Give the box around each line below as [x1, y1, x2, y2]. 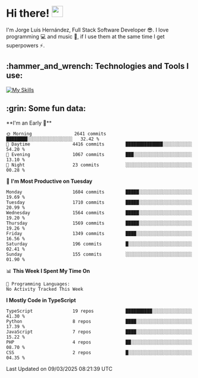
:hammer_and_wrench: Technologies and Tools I [6, 61, 189, 71]
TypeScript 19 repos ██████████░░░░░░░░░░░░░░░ [6, 308, 193, 314]
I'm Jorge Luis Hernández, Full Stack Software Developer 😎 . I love [6, 26, 169, 33]
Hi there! [6, 7, 50, 20]
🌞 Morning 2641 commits [6, 131, 107, 136]
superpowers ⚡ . [6, 42, 45, 49]
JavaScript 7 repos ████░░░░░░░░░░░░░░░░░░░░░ [6, 329, 193, 335]
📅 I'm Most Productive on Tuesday [6, 177, 93, 185]
